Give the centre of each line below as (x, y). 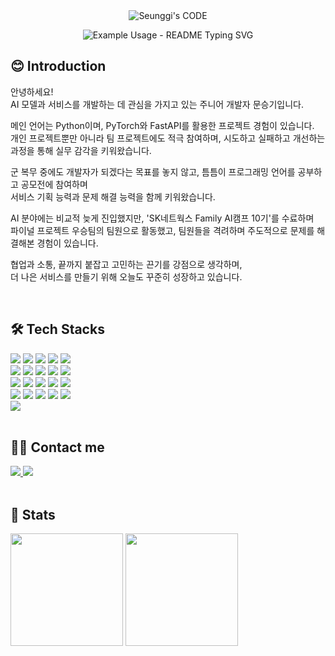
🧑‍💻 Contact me (57, 447)
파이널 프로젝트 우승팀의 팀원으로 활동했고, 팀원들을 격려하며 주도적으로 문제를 (162, 230)
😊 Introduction (58, 66)
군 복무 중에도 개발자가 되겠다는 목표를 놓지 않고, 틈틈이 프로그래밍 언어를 (153, 171)
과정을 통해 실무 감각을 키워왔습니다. (81, 150)
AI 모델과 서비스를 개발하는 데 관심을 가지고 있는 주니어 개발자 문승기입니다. (157, 104)
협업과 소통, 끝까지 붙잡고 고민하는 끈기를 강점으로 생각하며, (126, 264)
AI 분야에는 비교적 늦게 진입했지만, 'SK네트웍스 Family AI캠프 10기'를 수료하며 (162, 218)
